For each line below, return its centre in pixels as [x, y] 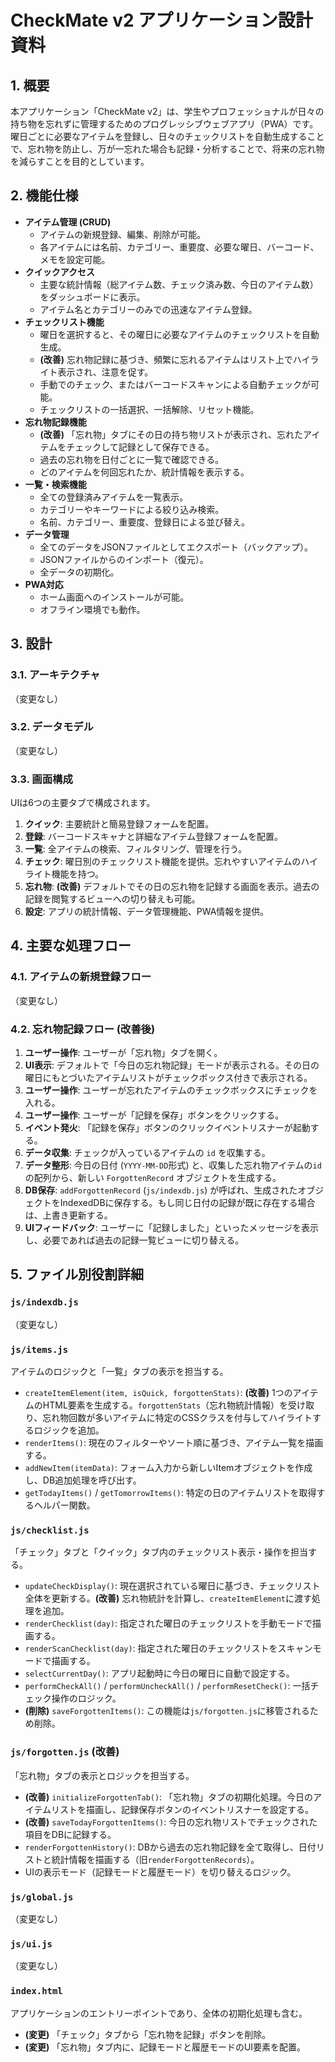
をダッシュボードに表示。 [92, 297]
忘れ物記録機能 [55, 422]
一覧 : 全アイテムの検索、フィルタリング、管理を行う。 [136, 849]
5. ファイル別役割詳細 [77, 1274]
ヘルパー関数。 [64, 1505]
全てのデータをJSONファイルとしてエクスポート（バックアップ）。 [176, 547]
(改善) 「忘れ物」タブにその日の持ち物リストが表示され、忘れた [171, 434]
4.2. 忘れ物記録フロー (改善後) [83, 1029]
